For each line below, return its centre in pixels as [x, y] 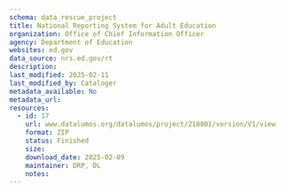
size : [36, 149]
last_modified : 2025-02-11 [59, 75]
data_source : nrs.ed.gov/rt [61, 58]
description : [33, 67]
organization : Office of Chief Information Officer [107, 34]
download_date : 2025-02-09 [75, 157]
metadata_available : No [53, 91]
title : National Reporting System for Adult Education [113, 26]
